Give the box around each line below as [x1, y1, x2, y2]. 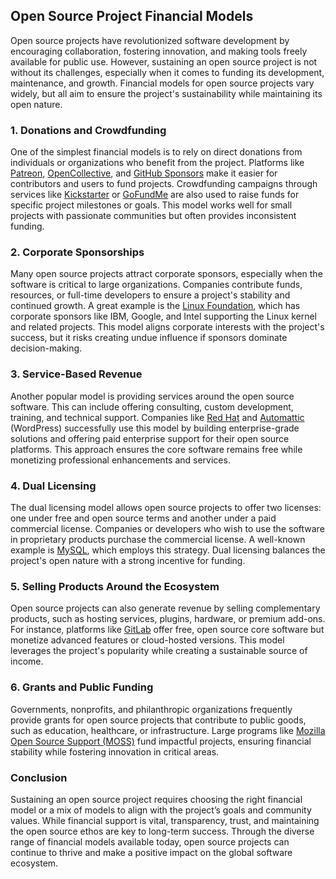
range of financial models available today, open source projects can [10, 835, 290, 848]
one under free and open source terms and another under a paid [10, 512, 277, 524]
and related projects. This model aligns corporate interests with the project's [10, 321, 325, 333]
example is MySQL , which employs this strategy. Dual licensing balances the [10, 544, 326, 556]
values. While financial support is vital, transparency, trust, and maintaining [10, 814, 320, 826]
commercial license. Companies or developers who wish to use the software [10, 523, 325, 534]
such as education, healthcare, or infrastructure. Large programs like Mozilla [10, 724, 326, 736]
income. [10, 655, 44, 668]
